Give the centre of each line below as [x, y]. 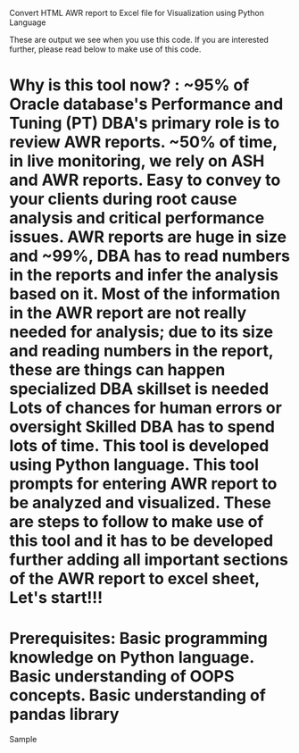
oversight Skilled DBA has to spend [142, 427]
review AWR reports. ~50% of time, [143, 142]
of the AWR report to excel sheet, [135, 579]
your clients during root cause [123, 199]
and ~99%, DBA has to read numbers [150, 256]
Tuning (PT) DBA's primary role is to [145, 123]
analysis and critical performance [137, 218]
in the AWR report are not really [128, 313]
